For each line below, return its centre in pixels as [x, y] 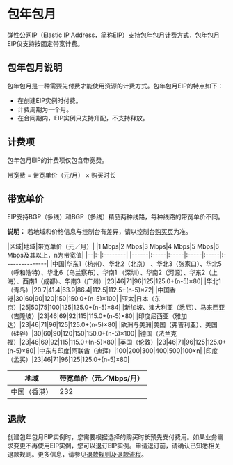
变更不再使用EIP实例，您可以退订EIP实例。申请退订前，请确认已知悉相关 [117, 446]
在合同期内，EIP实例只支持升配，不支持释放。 [83, 118]
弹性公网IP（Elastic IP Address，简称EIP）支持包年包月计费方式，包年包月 [114, 35]
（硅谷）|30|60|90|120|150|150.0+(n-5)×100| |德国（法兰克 [92, 333]
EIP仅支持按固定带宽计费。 [46, 43]
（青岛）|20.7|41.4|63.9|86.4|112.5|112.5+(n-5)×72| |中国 [89, 290]
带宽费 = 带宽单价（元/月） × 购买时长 [62, 175]
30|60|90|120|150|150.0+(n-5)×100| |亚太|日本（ [85, 299]
